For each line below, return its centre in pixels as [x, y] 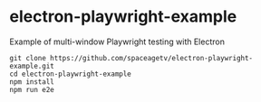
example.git [32, 66]
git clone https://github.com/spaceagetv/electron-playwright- [131, 58]
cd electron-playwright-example [70, 74]
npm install [32, 82]
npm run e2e [32, 89]
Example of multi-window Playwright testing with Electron [117, 42]
